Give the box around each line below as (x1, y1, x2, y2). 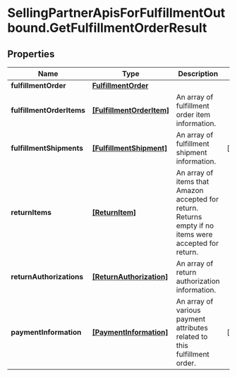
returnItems (11, 208, 51, 217)
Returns (176, 212, 202, 221)
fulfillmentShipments (11, 143, 83, 153)
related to (176, 332, 208, 341)
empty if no (176, 221, 214, 230)
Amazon (176, 185, 204, 195)
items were (176, 230, 213, 239)
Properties (7, 48, 55, 60)
